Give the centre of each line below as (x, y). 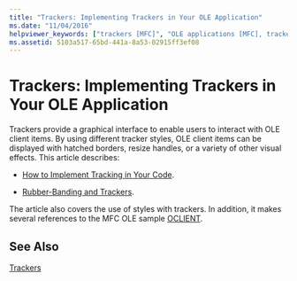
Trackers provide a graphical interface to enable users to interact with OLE (145, 129)
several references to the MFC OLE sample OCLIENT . (106, 219)
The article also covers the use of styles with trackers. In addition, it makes (145, 209)
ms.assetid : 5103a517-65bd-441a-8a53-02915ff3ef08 (104, 42)
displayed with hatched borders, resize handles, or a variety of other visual (145, 148)
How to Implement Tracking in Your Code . (98, 175)
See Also (34, 246)
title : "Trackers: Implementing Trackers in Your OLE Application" (136, 17)
